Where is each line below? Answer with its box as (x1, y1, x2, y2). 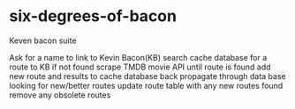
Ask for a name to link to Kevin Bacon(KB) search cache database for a (9, 52, 268, 62)
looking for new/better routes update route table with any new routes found (9, 80, 284, 91)
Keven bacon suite (9, 35, 77, 46)
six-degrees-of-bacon (9, 6, 177, 26)
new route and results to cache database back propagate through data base (9, 70, 286, 81)
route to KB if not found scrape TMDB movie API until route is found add (9, 62, 271, 72)
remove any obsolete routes (9, 90, 111, 100)
